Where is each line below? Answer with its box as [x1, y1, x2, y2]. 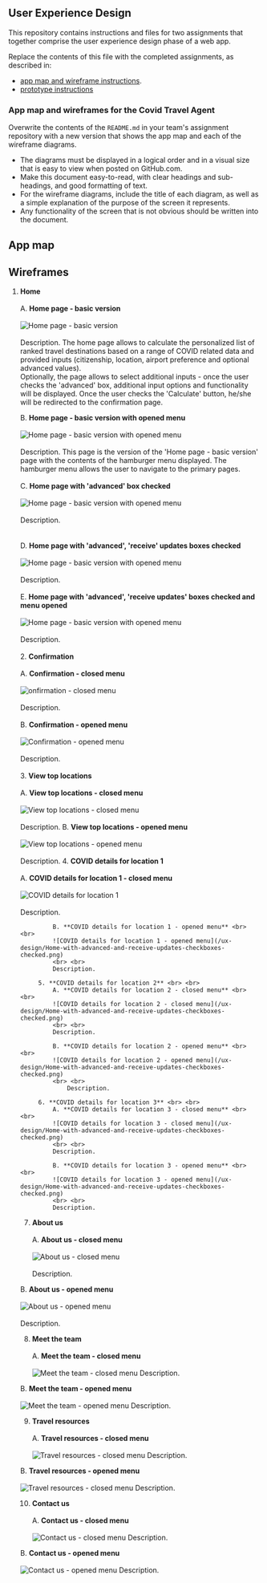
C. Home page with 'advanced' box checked [19, 481, 171, 491]
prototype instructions [19, 84, 94, 94]
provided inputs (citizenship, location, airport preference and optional [19, 355, 250, 364]
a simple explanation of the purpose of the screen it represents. [19, 198, 230, 208]
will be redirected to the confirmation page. [19, 397, 164, 408]
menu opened [19, 601, 68, 611]
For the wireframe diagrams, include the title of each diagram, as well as [19, 189, 259, 199]
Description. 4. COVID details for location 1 [19, 856, 164, 866]
